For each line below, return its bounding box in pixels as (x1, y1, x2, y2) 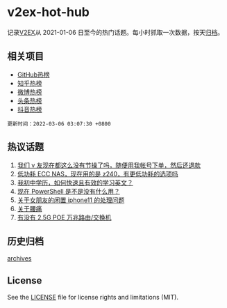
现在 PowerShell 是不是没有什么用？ (17, 187, 120, 195)
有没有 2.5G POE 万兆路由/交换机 (17, 213, 112, 222)
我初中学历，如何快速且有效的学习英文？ (17, 178, 133, 187)
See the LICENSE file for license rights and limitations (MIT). (7, 293, 179, 302)
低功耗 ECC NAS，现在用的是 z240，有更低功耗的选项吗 (17, 169, 178, 178)
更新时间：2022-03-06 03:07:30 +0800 (7, 120, 111, 128)
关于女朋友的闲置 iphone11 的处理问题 (17, 196, 125, 204)
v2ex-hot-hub (7, 4, 90, 20)
